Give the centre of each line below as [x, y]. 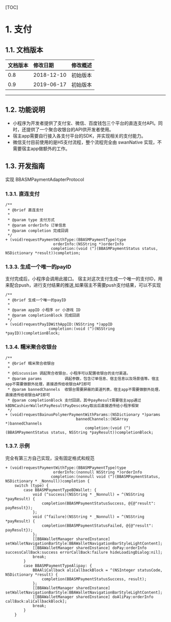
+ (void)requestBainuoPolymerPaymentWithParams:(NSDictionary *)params [83, 414]
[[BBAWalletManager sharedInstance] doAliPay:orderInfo [93, 597]
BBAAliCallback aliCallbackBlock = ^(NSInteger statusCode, [97, 570]
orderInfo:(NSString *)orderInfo [89, 244]
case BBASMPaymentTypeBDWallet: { [60, 490]
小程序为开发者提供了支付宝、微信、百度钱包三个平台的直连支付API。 [85, 123]
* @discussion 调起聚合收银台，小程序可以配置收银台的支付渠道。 [69, 373]
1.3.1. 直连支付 [22, 194]
